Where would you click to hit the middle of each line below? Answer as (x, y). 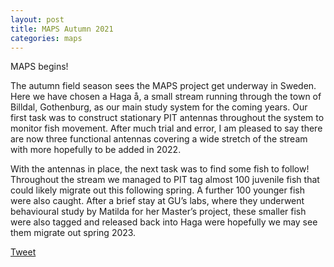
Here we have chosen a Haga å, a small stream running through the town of (166, 97)
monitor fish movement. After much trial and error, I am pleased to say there (166, 128)
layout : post (37, 19)
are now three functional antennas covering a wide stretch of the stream (159, 139)
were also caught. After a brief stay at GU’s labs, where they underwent (157, 201)
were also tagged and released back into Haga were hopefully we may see (164, 222)
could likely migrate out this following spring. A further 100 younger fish (157, 190)
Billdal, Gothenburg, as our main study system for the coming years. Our (159, 107)
